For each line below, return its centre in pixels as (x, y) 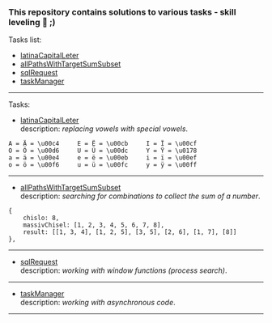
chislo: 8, (41, 218)
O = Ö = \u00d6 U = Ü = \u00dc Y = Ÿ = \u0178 (103, 151)
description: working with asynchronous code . (98, 303)
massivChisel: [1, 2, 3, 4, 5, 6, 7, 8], (93, 225)
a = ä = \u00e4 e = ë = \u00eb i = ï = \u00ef (103, 158)
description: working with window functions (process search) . (124, 270)
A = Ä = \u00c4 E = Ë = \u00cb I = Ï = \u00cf (103, 144)
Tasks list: (25, 40)
